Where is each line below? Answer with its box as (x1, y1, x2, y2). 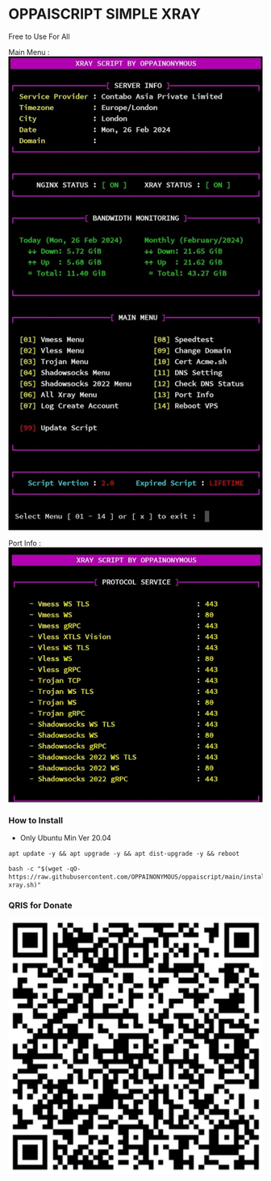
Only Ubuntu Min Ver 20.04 (19, 832, 111, 842)
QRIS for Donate (8, 900, 73, 911)
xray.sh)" (8, 881, 42, 889)
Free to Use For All (8, 32, 70, 41)
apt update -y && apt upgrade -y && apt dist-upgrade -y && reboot (8, 849, 240, 857)
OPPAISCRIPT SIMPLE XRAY (8, 5, 202, 23)
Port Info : (8, 538, 42, 548)
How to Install (8, 815, 63, 826)
